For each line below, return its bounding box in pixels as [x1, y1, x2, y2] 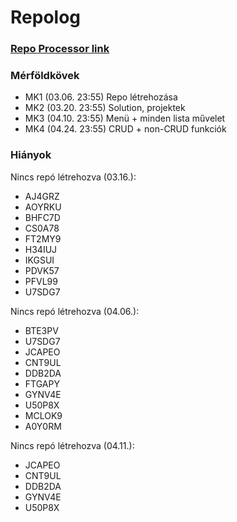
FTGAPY [24, 377, 60, 390]
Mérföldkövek [10, 69, 80, 83]
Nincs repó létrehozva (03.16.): [10, 171, 137, 183]
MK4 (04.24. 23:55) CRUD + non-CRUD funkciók [24, 123, 227, 135]
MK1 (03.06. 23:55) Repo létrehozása [24, 91, 178, 103]
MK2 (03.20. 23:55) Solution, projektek [24, 102, 186, 114]
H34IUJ [24, 243, 58, 255]
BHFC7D [24, 211, 61, 223]
